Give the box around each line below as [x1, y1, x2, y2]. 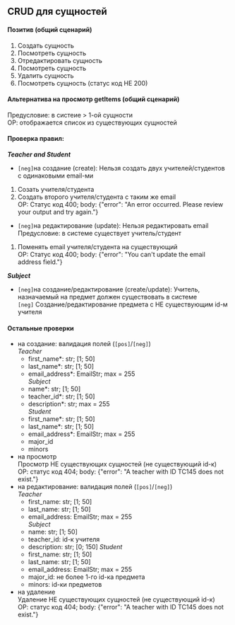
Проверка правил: [7, 134, 65, 143]
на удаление [17, 587, 56, 597]
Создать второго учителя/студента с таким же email [17, 193, 176, 201]
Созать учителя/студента [17, 185, 95, 193]
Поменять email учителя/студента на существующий [17, 243, 178, 251]
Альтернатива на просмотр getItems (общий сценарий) [7, 95, 180, 103]
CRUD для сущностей [7, 6, 107, 18]
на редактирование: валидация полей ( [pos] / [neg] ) [17, 483, 173, 491]
